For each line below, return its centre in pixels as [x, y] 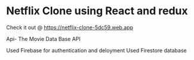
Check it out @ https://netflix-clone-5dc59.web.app [70, 27]
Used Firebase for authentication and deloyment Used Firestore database [96, 50]
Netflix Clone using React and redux [97, 11]
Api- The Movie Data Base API [43, 39]
